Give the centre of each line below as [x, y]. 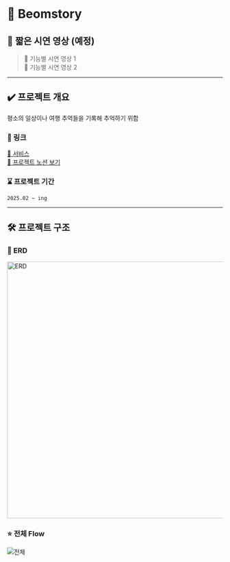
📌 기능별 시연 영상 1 [50, 59]
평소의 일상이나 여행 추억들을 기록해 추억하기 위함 [73, 118]
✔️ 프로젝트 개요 [38, 98]
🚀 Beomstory [44, 14]
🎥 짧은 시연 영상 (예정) [51, 41]
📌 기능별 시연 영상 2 [50, 67]
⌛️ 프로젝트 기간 [31, 182]
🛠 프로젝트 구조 [39, 228]
